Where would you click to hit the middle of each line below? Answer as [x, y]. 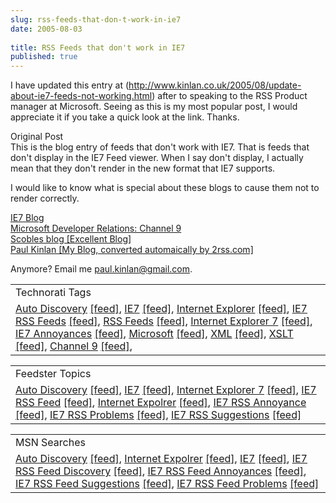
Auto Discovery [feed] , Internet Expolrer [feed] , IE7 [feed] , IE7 [161, 459]
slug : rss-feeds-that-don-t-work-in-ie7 [96, 19]
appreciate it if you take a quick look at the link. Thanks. [125, 117]
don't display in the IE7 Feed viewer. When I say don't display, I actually [157, 158]
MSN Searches [50, 443]
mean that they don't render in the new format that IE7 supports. [143, 168]
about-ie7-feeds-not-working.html [81, 96]
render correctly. [45, 198]
